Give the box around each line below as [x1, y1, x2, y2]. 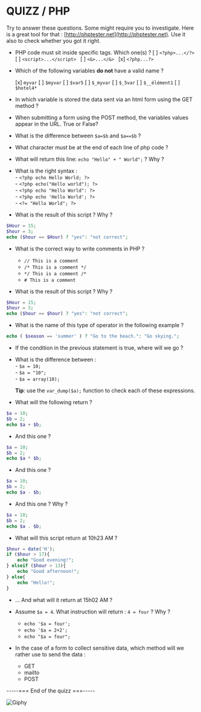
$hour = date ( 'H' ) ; [6, 546, 56, 552]
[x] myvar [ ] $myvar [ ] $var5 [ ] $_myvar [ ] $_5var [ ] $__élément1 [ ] [14, 79, 180, 86]
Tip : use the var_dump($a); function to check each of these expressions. [14, 387, 196, 394]
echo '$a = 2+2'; [24, 627, 68, 633]
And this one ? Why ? [14, 500, 68, 508]
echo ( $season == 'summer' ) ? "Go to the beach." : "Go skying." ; [6, 333, 180, 339]
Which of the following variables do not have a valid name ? [14, 67, 164, 74]
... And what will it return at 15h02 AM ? [14, 596, 113, 603]
